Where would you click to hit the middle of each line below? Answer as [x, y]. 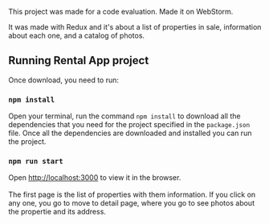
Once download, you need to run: [63, 80]
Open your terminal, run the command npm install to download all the [124, 116]
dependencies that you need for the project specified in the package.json [129, 125]
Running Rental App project [79, 60]
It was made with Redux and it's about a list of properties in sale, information [135, 27]
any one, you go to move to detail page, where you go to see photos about [132, 203]
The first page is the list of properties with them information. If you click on [132, 194]
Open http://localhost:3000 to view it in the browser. [95, 178]
